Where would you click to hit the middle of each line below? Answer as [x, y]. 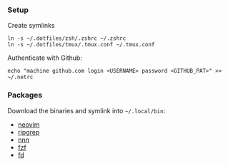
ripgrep [29, 132]
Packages [25, 95]
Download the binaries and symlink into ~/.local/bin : [86, 110]
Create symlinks [31, 26]
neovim [29, 124]
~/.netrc [20, 77]
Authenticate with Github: [45, 58]
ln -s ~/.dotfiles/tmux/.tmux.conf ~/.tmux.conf [81, 45]
